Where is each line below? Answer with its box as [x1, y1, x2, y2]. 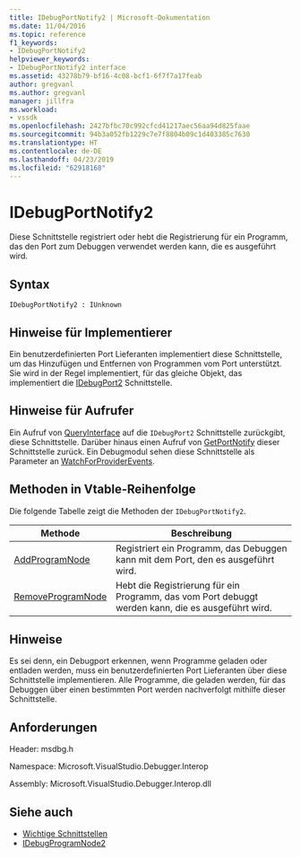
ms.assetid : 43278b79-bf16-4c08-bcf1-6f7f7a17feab [9, 72, 202, 81]
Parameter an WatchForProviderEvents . [9, 455, 155, 467]
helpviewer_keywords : [9, 55, 90, 64]
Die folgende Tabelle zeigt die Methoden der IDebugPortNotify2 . [9, 505, 246, 516]
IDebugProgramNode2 [21, 838, 106, 848]
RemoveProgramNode [13, 590, 107, 602]
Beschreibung [170, 527, 233, 539]
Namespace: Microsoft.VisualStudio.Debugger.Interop [9, 761, 209, 772]
